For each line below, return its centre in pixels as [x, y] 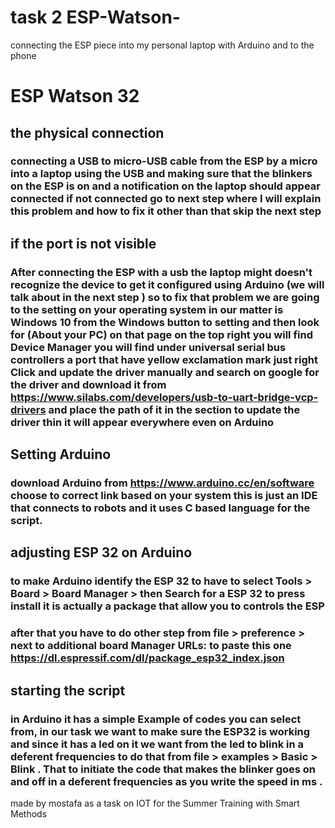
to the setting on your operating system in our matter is [147, 309]
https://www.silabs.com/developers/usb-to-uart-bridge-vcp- [164, 397]
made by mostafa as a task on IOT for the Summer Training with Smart [155, 803]
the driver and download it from [88, 384]
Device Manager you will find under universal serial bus [148, 347]
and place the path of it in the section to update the [174, 409]
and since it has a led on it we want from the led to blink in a [157, 744]
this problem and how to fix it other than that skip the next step [166, 211]
